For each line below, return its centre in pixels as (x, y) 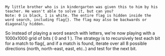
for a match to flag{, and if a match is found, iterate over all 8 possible (76, 43)
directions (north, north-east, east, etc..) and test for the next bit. (71, 48)
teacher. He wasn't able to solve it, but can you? (59, 11)
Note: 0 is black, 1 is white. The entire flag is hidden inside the (78, 16)
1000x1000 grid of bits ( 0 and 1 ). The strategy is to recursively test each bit (83, 38)
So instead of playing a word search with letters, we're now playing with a (80, 33)
